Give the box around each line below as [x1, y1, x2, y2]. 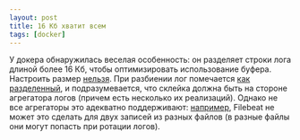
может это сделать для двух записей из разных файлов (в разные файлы [9, 111, 290, 122]
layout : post [9, 13, 58, 22]
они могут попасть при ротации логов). [9, 121, 161, 132]
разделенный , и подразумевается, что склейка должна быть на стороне [9, 83, 288, 94]
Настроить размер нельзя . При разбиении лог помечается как [9, 74, 251, 84]
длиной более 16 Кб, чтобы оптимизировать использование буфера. [9, 64, 272, 74]
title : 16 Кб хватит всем [9, 22, 106, 31]
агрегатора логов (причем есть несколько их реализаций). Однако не [9, 92, 279, 103]
